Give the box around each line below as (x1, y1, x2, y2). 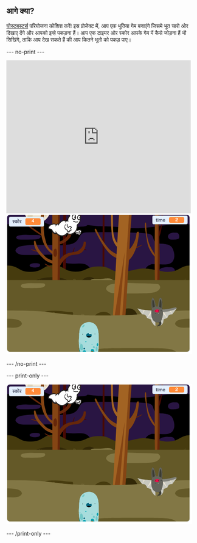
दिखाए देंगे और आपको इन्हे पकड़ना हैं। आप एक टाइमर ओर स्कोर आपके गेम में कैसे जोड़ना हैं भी (6, 29, 187, 37)
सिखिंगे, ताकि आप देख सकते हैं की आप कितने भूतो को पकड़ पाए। (6, 36, 132, 43)
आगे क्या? (6, 6, 35, 16)
